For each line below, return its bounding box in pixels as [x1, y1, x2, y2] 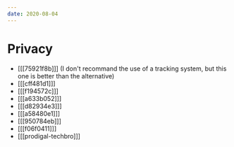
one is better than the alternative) [17, 71, 115, 80]
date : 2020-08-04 [7, 10, 58, 18]
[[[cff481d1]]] [17, 79, 56, 88]
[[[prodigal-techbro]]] [17, 131, 81, 140]
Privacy [7, 40, 53, 57]
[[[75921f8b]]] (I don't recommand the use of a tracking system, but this [17, 64, 227, 73]
